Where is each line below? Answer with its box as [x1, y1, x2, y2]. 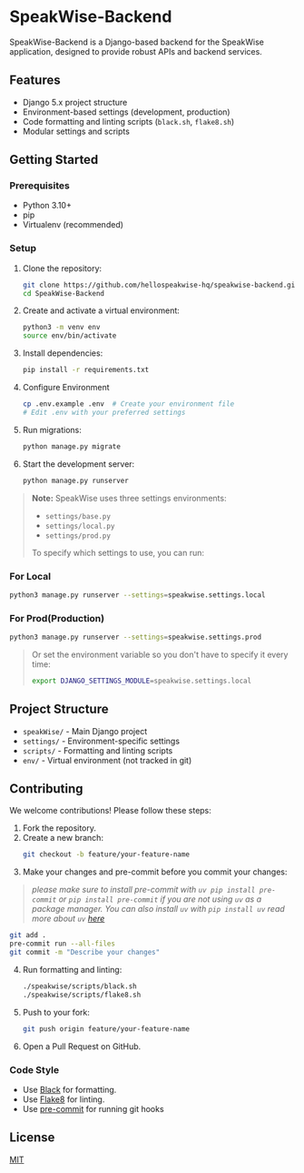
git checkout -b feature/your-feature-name [22, 850, 191, 859]
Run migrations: [22, 424, 82, 435]
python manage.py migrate [22, 441, 121, 451]
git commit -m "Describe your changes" [9, 948, 161, 957]
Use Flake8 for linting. [22, 1094, 105, 1105]
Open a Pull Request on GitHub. [22, 1040, 142, 1052]
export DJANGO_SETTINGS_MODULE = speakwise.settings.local [31, 676, 252, 685]
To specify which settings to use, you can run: [31, 547, 205, 558]
